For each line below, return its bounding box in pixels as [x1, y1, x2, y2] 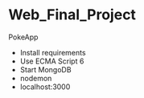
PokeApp [8, 32, 39, 42]
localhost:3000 [19, 82, 71, 92]
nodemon [19, 73, 52, 83]
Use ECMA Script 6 [19, 56, 84, 66]
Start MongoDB [19, 64, 72, 74]
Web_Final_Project [8, 6, 137, 24]
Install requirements [19, 47, 86, 57]
